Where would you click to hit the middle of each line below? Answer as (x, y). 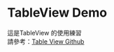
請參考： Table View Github (46, 41)
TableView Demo (57, 13)
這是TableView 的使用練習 (44, 33)
